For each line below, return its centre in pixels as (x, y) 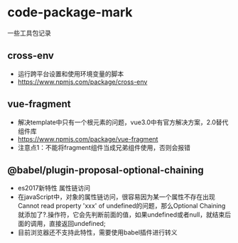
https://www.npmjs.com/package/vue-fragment (88, 139)
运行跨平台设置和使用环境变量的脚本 (71, 74)
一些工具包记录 (29, 33)
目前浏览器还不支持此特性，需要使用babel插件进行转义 (97, 232)
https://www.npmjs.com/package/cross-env (82, 82)
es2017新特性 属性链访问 (54, 188)
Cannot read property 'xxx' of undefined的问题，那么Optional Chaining (121, 206)
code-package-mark (70, 12)
